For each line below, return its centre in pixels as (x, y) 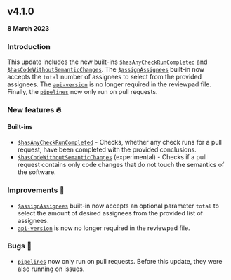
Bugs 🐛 (20, 246)
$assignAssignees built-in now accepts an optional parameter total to (118, 206)
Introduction (29, 46)
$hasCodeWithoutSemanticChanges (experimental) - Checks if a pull (112, 157)
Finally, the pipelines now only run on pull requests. (82, 92)
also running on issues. (51, 269)
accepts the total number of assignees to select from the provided (105, 77)
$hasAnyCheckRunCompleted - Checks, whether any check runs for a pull (120, 142)
